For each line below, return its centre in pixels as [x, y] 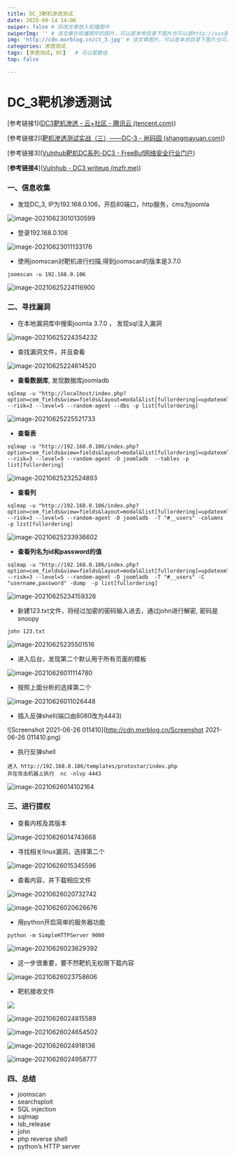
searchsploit [35, 1102]
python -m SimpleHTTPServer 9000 [56, 935]
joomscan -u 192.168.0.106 [47, 274]
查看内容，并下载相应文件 [54, 879]
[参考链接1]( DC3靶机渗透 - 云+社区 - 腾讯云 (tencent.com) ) [92, 123]
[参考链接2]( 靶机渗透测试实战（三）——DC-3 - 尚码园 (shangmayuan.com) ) [116, 138]
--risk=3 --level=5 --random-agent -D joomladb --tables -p [98, 459]
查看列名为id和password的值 [59, 552]
